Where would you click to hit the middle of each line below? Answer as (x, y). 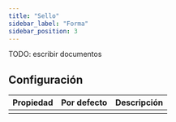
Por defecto (84, 102)
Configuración (46, 79)
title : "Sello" (34, 16)
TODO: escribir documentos (55, 54)
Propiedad (33, 102)
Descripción (139, 102)
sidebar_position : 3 (43, 31)
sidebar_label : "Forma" (49, 24)
